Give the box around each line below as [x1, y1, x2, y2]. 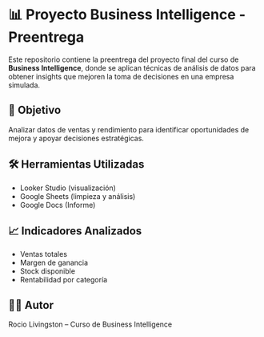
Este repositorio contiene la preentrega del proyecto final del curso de [8, 55, 239, 64]
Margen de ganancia [19, 258, 89, 268]
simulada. [8, 80, 41, 90]
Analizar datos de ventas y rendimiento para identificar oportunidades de [8, 124, 250, 134]
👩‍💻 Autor [8, 298, 54, 312]
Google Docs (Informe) [19, 200, 96, 209]
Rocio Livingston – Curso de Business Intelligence [8, 319, 173, 329]
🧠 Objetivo [8, 104, 62, 117]
